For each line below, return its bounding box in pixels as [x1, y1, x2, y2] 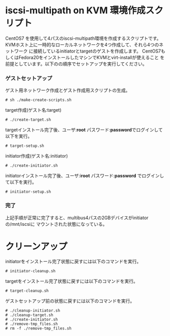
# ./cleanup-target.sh [5, 313, 53, 318]
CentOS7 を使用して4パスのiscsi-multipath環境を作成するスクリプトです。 [5, 35, 161, 41]
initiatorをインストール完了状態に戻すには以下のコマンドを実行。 [5, 259, 141, 265]
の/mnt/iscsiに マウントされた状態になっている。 [5, 221, 108, 227]
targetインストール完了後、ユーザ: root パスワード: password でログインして [5, 127, 163, 133]
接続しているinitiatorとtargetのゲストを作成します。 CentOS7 [33, 48, 161, 54]
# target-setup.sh [5, 143, 44, 148]
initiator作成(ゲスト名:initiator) [5, 153, 68, 159]
